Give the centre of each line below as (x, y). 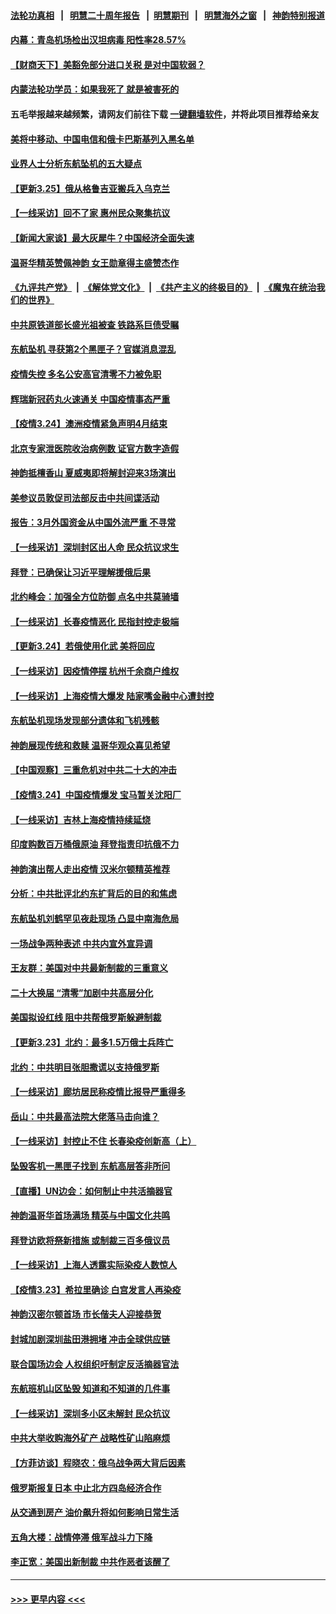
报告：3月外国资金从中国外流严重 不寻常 (93, 522)
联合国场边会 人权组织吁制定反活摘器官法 (95, 1364)
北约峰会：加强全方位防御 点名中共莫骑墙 (95, 597)
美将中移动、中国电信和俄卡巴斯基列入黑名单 (102, 139)
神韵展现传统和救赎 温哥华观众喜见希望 (90, 745)
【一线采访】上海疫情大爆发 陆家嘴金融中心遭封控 (112, 696)
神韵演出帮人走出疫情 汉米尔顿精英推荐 (90, 869)
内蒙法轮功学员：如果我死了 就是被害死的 (95, 89)
